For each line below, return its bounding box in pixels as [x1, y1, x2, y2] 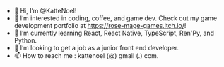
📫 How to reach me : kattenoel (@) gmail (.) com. [13, 52, 159, 59]
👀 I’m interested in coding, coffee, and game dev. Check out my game [13, 14, 218, 22]
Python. [13, 36, 37, 45]
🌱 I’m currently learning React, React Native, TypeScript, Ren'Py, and [13, 29, 214, 37]
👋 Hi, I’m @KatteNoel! [13, 7, 77, 15]
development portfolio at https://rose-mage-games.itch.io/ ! [13, 22, 187, 29]
